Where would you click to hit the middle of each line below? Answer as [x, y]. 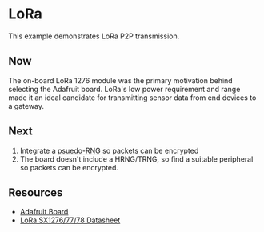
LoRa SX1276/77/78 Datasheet [70, 220]
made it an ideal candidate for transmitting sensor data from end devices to [132, 98]
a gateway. [26, 106]
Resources [36, 192]
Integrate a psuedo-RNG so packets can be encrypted [109, 150]
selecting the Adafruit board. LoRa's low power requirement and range [124, 89]
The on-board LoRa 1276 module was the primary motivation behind [121, 80]
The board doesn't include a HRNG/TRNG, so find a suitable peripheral [136, 159]
